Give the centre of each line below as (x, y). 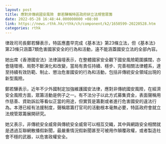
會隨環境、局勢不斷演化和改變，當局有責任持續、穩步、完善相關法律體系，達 (83, 66)
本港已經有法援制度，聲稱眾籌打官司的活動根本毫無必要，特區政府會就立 (87, 108)
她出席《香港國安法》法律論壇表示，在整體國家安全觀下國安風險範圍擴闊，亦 (83, 60)
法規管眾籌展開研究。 (27, 114)
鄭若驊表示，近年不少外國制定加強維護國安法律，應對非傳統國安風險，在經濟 (83, 89)
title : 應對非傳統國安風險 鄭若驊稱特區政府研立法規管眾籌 (59, 14)
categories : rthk (23, 28)
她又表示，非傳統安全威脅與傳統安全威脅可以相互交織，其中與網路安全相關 (81, 124)
